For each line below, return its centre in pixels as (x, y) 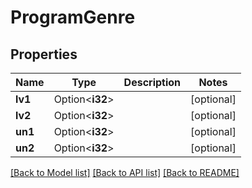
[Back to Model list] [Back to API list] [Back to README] (125, 172)
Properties (44, 54)
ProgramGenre (73, 17)
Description (152, 82)
